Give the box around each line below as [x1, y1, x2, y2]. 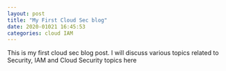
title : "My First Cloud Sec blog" [7, 17, 108, 24]
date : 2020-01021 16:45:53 [7, 23, 86, 30]
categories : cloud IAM [7, 29, 73, 37]
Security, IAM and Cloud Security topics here [7, 56, 137, 65]
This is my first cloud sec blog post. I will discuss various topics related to [7, 49, 219, 57]
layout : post [7, 10, 45, 17]
